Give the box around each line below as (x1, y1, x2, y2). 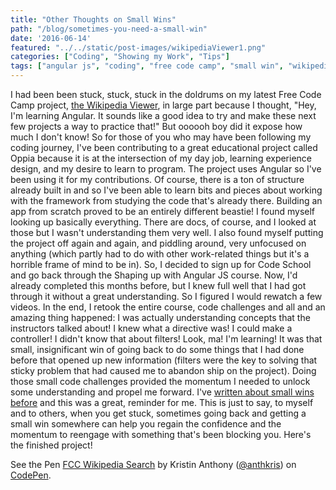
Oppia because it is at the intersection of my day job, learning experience (10, 152, 313, 164)
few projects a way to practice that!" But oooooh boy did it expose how (10, 121, 303, 132)
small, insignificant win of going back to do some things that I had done (10, 344, 305, 355)
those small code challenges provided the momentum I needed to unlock (10, 376, 311, 387)
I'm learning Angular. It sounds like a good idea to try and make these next (10, 110, 317, 121)
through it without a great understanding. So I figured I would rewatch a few (10, 291, 323, 302)
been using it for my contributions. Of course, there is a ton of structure (10, 174, 305, 185)
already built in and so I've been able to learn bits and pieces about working (10, 184, 323, 196)
